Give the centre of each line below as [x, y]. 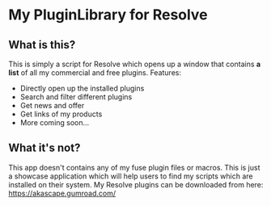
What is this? [42, 45]
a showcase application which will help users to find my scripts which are [131, 176]
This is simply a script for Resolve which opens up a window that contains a [135, 64]
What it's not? [44, 148]
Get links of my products [61, 114]
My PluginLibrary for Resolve [108, 15]
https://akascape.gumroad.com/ [62, 193]
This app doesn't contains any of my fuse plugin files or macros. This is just [134, 167]
